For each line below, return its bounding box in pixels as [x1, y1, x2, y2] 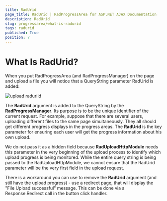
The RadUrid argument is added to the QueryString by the [5, 102, 124, 108]
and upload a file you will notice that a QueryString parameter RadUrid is [5, 78, 154, 84]
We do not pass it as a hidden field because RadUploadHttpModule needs [5, 143, 158, 149]
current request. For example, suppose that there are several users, [5, 113, 144, 119]
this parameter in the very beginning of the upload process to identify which [5, 149, 161, 155]
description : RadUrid [5, 16, 50, 21]
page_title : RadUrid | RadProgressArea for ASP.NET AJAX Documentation [5, 12, 157, 17]
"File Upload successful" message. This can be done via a [5, 185, 125, 191]
